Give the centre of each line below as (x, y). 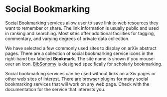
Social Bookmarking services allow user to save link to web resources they (82, 23)
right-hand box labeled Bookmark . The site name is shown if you (72, 58)
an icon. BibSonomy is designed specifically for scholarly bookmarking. (89, 64)
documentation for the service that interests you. (55, 89)
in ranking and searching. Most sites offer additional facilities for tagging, (80, 33)
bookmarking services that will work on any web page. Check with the (77, 84)
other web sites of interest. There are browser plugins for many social (77, 79)
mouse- (148, 58)
